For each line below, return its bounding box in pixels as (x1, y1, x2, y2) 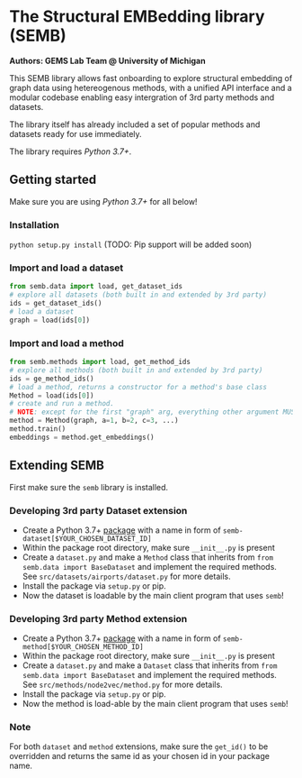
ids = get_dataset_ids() (9, 299, 102, 308)
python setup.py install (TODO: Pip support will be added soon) (9, 239, 253, 250)
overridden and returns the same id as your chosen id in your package (9, 751, 270, 762)
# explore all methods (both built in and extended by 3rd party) (9, 365, 263, 375)
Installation (9, 218, 60, 231)
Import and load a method (9, 336, 124, 349)
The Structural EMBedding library (9, 6, 265, 27)
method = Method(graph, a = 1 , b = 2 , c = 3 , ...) (9, 416, 179, 426)
